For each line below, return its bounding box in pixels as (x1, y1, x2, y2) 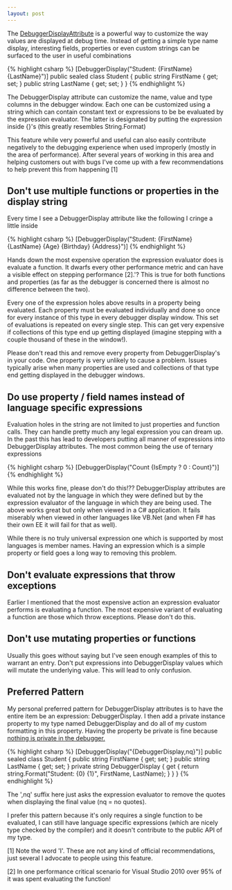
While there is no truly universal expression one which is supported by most (7, 534, 224, 542)
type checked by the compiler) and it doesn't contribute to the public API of (7, 826, 223, 834)
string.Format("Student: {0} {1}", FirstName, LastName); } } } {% (7, 769, 189, 778)
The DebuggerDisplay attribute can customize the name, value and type (7, 93, 213, 101)
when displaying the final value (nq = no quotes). (7, 797, 147, 806)
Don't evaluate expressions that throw (7, 569, 176, 580)
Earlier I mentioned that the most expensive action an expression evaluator (7, 598, 220, 607)
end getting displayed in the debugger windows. (7, 371, 145, 380)
